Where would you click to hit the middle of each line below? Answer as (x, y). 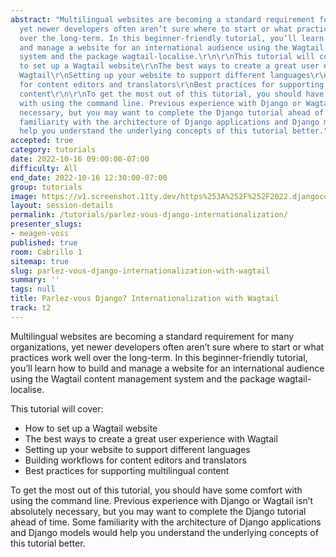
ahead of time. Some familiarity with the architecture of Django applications (166, 522)
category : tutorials (53, 150)
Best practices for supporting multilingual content (127, 470)
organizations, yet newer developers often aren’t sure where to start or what (167, 347)
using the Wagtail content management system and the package (143, 378)
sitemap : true (40, 261)
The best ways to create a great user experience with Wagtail (151, 438)
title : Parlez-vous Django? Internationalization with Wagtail (145, 299)
